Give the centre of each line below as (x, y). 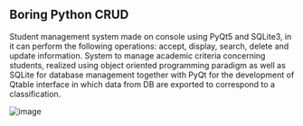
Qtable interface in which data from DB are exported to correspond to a (142, 84)
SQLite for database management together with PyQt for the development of (152, 75)
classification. (35, 94)
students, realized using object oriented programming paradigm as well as (148, 65)
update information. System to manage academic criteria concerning (137, 55)
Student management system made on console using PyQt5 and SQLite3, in (151, 36)
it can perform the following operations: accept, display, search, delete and (149, 46)
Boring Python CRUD (69, 15)
